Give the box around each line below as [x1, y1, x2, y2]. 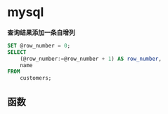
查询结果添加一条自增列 [7, 28, 75, 36]
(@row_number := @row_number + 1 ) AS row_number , [20, 55, 162, 62]
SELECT [7, 48, 27, 56]
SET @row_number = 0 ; [7, 42, 71, 49]
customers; [20, 75, 52, 82]
